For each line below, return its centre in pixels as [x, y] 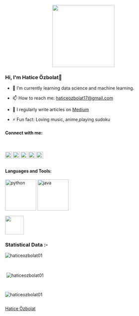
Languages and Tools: [29, 171]
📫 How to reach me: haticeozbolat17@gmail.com [63, 98]
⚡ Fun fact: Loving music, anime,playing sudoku [61, 120]
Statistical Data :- [27, 244]
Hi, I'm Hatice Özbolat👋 [34, 77]
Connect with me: [24, 133]
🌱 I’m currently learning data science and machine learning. [73, 88]
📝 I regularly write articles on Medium [51, 110]
